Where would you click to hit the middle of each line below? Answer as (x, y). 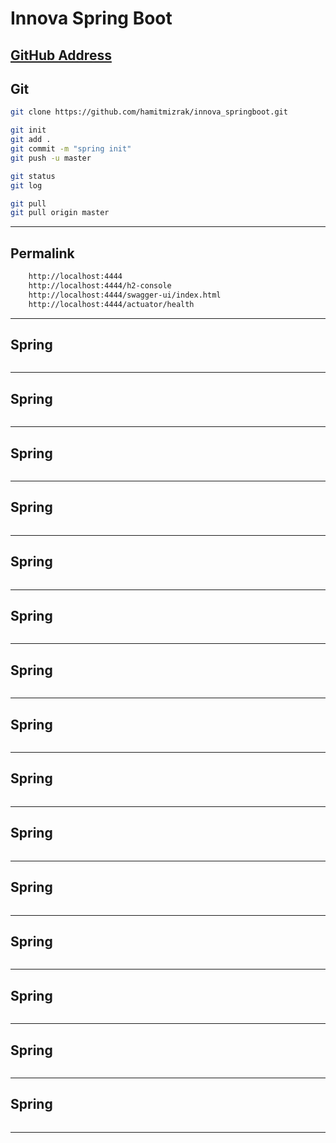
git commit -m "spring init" (71, 149)
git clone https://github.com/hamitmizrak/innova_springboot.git (149, 112)
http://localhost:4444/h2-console (100, 285)
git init (28, 130)
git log (26, 185)
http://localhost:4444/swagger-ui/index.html (125, 295)
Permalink (42, 253)
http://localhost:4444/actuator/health (111, 304)
